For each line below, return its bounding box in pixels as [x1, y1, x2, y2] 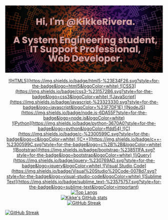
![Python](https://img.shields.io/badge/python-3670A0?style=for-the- [11, 120, 156, 126]
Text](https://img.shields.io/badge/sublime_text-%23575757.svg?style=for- [6, 178, 161, 184]
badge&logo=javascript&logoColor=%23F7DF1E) [22, 104, 123, 110]
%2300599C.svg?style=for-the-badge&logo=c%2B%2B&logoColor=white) [6, 141, 161, 147]
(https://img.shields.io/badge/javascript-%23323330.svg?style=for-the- [9, 98, 158, 105]
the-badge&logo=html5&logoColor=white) [32, 83, 119, 89]
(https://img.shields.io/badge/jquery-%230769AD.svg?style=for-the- [12, 157, 155, 163]
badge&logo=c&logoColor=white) [6, 136, 76, 142]
